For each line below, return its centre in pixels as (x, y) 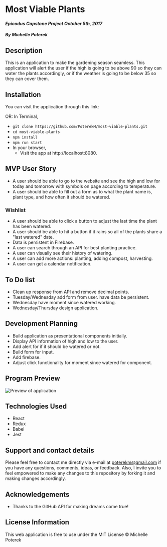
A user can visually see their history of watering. (62, 253)
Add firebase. (27, 357)
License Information (37, 522)
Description (24, 51)
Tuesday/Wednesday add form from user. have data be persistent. (81, 297)
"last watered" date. (33, 237)
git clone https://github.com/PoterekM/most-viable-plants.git (80, 127)
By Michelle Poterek (26, 35)
